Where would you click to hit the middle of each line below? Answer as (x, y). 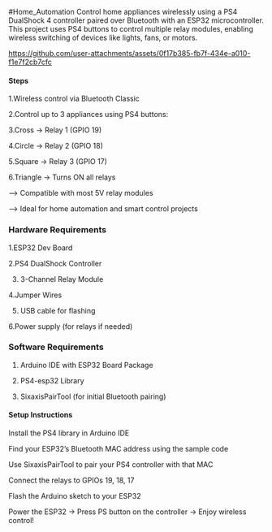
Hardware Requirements (58, 230)
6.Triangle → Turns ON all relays (62, 177)
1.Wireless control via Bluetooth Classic (74, 99)
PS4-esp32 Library (52, 380)
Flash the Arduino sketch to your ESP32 (75, 496)
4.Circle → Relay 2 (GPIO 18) (56, 146)
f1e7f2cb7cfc (30, 62)
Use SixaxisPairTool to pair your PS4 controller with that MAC (111, 465)
